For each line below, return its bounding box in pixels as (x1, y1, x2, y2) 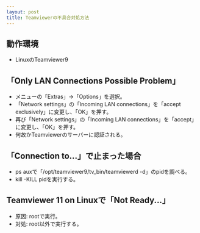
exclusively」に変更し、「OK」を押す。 (15, 108, 112, 116)
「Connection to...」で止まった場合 (6, 151, 141, 161)
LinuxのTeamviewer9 (15, 56, 68, 63)
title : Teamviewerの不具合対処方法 (6, 15, 90, 21)
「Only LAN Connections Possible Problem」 (6, 76, 180, 86)
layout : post (6, 9, 40, 15)
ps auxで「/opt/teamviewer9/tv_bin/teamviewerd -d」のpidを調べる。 (15, 168, 191, 175)
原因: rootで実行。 (15, 212, 61, 220)
